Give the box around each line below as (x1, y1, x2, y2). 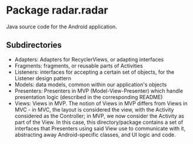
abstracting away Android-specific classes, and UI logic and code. (14, 131, 177, 138)
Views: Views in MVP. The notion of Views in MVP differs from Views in (14, 100, 188, 107)
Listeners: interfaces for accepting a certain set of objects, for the (14, 68, 175, 76)
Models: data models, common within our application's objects (14, 81, 167, 88)
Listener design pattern (14, 74, 72, 81)
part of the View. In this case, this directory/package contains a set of (14, 119, 184, 126)
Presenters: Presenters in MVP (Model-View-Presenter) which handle (14, 87, 184, 94)
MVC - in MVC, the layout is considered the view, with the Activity (14, 106, 174, 113)
